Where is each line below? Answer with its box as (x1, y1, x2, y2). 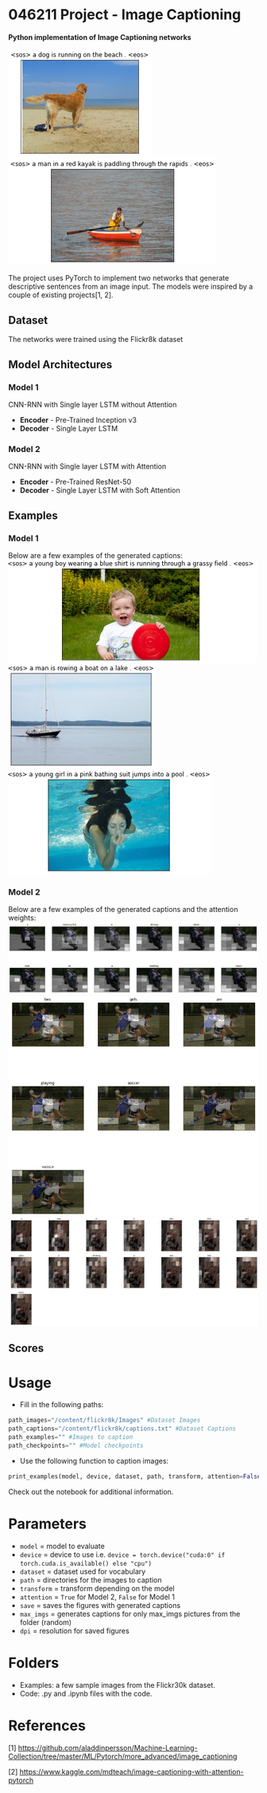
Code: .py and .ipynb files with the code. (19, 1689, 153, 1698)
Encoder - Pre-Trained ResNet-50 (19, 477, 132, 487)
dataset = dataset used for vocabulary (19, 1567, 146, 1576)
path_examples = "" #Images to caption (8, 1433, 133, 1441)
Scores (8, 1342, 44, 1355)
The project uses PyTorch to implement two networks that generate (8, 273, 230, 283)
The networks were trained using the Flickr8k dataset (8, 335, 184, 344)
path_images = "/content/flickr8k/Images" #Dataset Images (8, 1417, 201, 1425)
